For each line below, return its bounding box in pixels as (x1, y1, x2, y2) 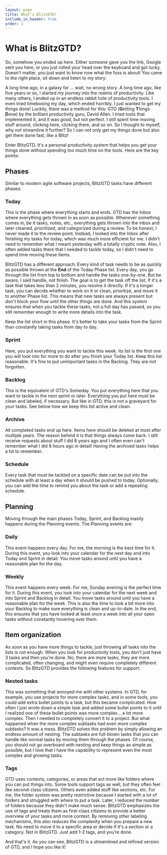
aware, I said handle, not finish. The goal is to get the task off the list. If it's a (5, 277, 162, 283)
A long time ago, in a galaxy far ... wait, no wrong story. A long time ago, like (5, 85, 162, 91)
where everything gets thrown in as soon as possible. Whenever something (5, 215, 160, 221)
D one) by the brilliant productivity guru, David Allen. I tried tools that (5, 111, 145, 117)
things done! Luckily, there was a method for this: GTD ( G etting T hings (5, 106, 151, 112)
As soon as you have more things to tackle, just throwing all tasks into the (5, 644, 156, 650)
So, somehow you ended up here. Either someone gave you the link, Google (5, 59, 161, 65)
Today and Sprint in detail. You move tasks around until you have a (5, 555, 142, 561)
